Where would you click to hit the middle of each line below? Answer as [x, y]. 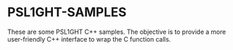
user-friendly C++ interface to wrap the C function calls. [89, 39]
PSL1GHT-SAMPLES [67, 12]
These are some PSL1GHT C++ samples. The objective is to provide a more [116, 32]
